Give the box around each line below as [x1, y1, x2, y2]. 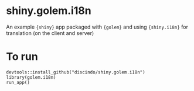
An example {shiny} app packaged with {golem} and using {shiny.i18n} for [6, 23, 189, 30]
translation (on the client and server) [6, 29, 94, 36]
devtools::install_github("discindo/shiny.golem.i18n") [6, 69, 145, 75]
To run [6, 50, 38, 64]
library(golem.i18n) [6, 74, 57, 80]
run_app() [6, 79, 30, 85]
